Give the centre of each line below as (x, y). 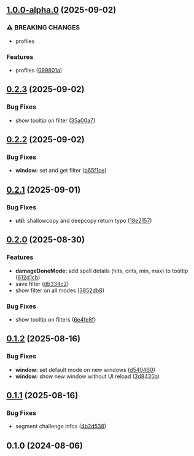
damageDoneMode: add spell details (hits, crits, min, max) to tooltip (102, 271)
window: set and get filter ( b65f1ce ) (61, 171)
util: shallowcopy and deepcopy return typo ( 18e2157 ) (83, 221)
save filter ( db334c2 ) (42, 284)
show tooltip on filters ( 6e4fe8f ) (56, 320)
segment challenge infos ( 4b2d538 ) (60, 427)
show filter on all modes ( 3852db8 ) (60, 290)
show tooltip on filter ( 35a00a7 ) (55, 120)
